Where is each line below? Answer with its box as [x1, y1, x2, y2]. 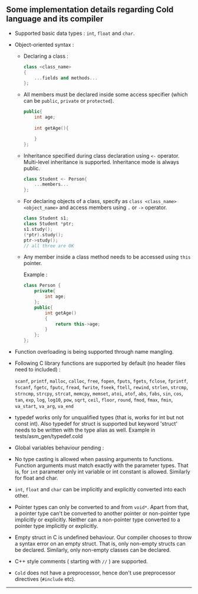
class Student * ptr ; [23, 221, 74, 227]
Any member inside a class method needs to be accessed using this [23, 253, 191, 260]
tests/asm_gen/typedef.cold [14, 433, 83, 440]
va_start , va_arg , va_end [14, 403, 74, 410]
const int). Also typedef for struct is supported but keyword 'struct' [14, 420, 178, 427]
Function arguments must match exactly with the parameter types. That [14, 462, 189, 469]
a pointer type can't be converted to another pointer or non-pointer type [14, 510, 190, 517]
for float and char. [14, 475, 58, 482]
